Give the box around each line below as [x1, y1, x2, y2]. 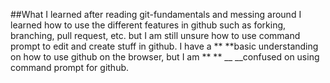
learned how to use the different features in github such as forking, [10, 19, 287, 31]
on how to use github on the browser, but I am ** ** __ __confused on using [10, 51, 320, 63]
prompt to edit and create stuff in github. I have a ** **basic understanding [10, 40, 319, 52]
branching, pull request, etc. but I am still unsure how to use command [10, 30, 301, 41]
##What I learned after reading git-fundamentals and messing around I [10, 9, 302, 20]
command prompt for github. [10, 62, 130, 73]
